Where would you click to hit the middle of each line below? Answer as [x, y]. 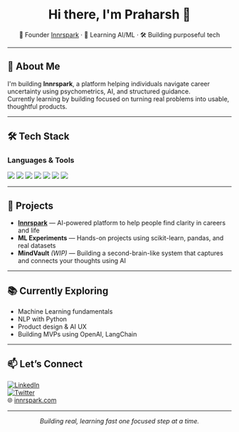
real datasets [37, 246]
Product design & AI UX [52, 326]
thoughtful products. [37, 106]
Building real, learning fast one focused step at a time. [119, 421]
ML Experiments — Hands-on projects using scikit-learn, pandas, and [121, 238]
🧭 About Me [34, 67]
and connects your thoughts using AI [72, 261]
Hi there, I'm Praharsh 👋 [119, 15]
